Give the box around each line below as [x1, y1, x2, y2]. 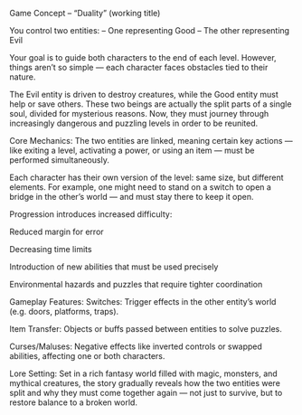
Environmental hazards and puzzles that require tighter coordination [9, 279, 263, 289]
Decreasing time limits [9, 244, 92, 254]
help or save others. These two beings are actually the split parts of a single [9, 99, 292, 109]
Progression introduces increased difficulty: [9, 209, 173, 220]
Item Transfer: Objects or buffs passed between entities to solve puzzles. [9, 324, 283, 334]
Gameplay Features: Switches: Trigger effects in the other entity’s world [9, 297, 277, 307]
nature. [9, 71, 36, 82]
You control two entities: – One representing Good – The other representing [9, 25, 290, 35]
